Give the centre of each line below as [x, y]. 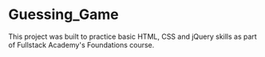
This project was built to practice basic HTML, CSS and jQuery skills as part [132, 36]
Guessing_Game [63, 15]
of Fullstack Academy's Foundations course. [81, 44]
